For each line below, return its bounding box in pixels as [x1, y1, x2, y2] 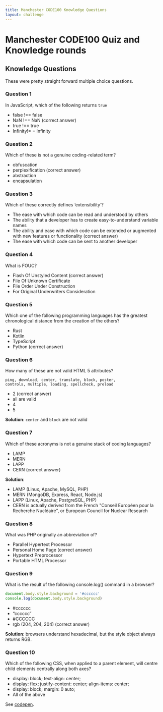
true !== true [12, 122, 39, 129]
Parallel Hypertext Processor [12, 541, 72, 547]
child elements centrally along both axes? [5, 666, 92, 672]
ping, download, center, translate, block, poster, [5, 377, 116, 382]
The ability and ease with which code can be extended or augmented [12, 228, 156, 234]
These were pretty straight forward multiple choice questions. [5, 78, 133, 84]
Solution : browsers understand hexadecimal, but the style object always [5, 631, 155, 637]
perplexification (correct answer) [12, 167, 81, 173]
